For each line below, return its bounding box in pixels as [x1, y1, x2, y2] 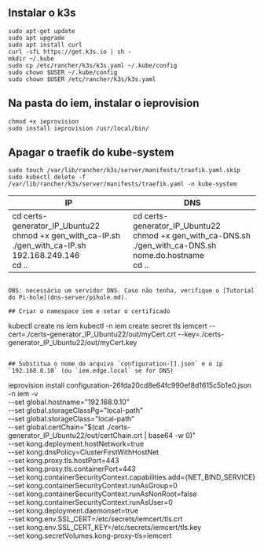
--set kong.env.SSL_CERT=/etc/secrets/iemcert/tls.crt [8, 514, 183, 524]
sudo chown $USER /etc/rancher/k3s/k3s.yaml [8, 75, 156, 83]
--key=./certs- [178, 329, 225, 339]
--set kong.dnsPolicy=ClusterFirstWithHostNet [8, 447, 159, 457]
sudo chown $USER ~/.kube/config [8, 68, 118, 76]
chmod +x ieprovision [8, 117, 79, 125]
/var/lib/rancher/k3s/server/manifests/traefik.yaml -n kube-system [8, 180, 237, 188]
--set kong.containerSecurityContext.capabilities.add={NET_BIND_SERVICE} [8, 473, 256, 482]
